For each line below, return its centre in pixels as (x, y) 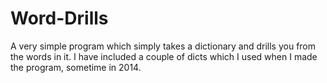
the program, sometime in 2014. (76, 67)
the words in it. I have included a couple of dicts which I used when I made (164, 56)
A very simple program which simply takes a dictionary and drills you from (163, 46)
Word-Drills (59, 18)
